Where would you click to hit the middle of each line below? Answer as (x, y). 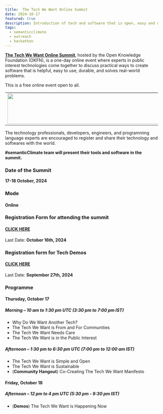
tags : (10, 28)
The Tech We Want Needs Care (43, 333)
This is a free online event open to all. (42, 85)
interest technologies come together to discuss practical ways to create (77, 65)
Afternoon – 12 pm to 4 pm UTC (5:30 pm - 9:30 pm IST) (62, 394)
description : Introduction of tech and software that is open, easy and (80, 23)
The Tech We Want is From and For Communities (61, 328)
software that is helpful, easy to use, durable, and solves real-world (72, 70)
